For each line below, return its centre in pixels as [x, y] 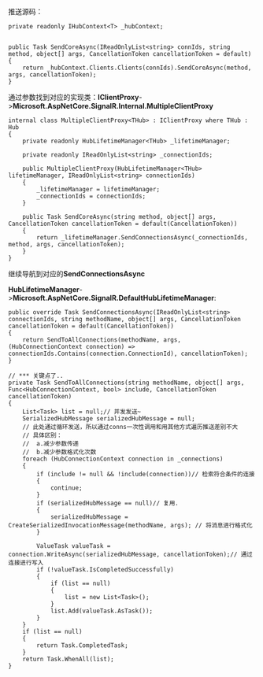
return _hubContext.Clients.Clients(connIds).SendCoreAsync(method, [137, 68]
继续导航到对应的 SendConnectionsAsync [77, 274]
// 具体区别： [43, 435]
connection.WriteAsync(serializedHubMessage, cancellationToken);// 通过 [131, 554]
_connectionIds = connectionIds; [91, 196]
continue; [66, 488]
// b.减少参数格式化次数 [59, 452]
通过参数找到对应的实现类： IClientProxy [74, 97]
